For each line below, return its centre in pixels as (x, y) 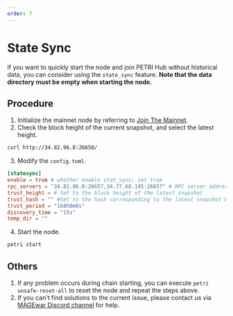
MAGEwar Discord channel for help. (68, 305)
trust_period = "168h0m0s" (46, 206)
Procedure (31, 104)
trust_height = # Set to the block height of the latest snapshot (105, 193)
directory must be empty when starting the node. (80, 82)
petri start (24, 245)
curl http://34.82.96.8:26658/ (52, 148)
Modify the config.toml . (52, 161)
